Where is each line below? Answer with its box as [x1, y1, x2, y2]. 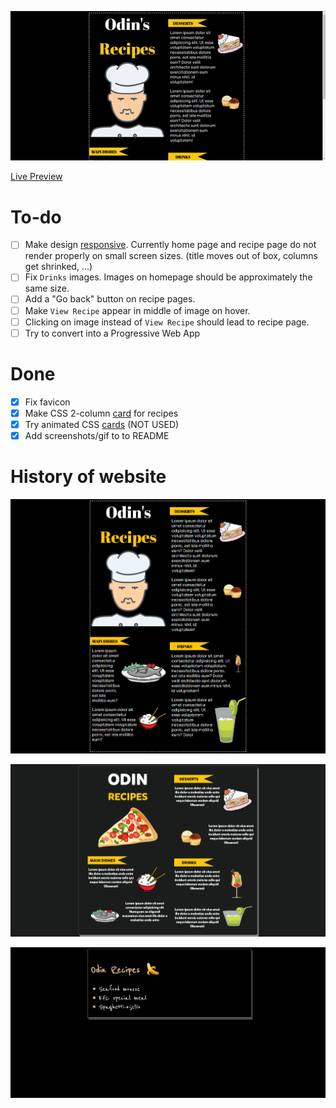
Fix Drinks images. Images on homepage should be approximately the [24, 271, 313, 283]
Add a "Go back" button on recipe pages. [24, 293, 196, 305]
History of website [10, 466, 167, 488]
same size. [24, 282, 70, 295]
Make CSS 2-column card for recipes [24, 407, 179, 419]
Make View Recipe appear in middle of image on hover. [24, 304, 251, 316]
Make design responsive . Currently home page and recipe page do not [24, 239, 317, 251]
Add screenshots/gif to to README [24, 429, 170, 441]
